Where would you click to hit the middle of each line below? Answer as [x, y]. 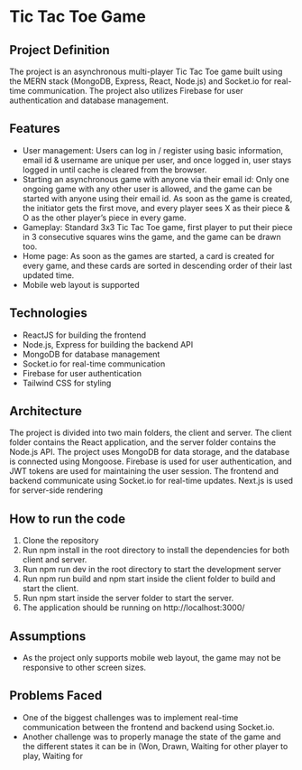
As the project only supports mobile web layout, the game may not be [151, 658]
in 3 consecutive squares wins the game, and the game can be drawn [151, 237]
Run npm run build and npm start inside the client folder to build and [149, 579]
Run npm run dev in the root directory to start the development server [152, 570]
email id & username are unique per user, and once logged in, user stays [157, 160]
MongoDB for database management [91, 354]
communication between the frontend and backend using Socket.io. [148, 727]
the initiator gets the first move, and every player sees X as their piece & [156, 208]
